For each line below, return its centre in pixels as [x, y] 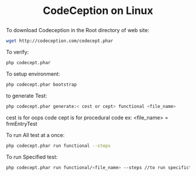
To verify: [17, 52]
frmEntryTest [22, 124]
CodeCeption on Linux [98, 11]
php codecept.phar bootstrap [41, 85]
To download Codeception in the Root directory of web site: [78, 30]
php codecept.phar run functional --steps [58, 146]
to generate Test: [27, 96]
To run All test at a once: [35, 135]
